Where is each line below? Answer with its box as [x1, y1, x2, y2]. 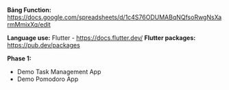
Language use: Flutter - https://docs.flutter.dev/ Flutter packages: [7, 34, 196, 42]
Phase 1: [7, 54, 32, 63]
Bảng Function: [7, 6, 51, 14]
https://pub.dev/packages [7, 41, 80, 49]
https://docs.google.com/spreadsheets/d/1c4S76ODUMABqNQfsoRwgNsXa [7, 13, 222, 21]
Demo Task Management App [16, 68, 101, 76]
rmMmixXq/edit [7, 21, 51, 28]
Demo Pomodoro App [16, 75, 79, 83]
